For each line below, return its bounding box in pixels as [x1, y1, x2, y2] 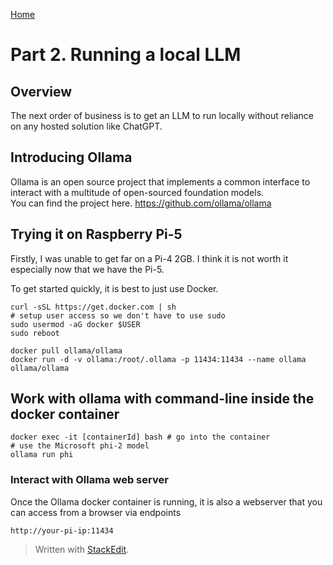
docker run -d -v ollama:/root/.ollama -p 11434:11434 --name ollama [10, 354, 307, 364]
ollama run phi [10, 450, 74, 460]
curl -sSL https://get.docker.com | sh [10, 302, 177, 312]
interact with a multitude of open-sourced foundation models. [10, 186, 265, 198]
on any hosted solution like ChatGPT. [10, 120, 163, 132]
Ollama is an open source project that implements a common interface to [10, 175, 311, 188]
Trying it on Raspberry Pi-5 [10, 226, 183, 243]
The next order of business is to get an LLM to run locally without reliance [10, 110, 315, 121]
